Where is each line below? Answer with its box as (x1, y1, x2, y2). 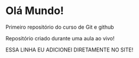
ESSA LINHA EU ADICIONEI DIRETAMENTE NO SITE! (5, 46, 134, 53)
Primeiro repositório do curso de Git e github (5, 23, 114, 30)
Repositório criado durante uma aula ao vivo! (5, 35, 115, 42)
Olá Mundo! (5, 4, 64, 18)
